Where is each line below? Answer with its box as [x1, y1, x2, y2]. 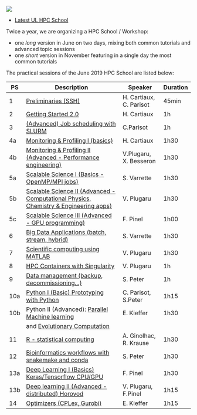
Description [55, 83, 89, 91]
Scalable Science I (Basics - [26, 170, 104, 178]
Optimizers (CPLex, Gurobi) [26, 399, 102, 407]
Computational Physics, [26, 194, 91, 203]
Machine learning [26, 313, 74, 320]
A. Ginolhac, [122, 332, 157, 340]
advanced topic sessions [14, 46, 75, 52]
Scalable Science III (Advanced [26, 211, 113, 220]
